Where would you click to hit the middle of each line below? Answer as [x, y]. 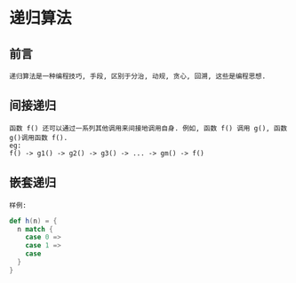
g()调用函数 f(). [39, 138]
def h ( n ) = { [33, 221]
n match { [35, 229]
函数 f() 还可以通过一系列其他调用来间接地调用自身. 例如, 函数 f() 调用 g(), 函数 [148, 128]
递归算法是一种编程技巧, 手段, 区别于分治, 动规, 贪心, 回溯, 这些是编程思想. [138, 76]
